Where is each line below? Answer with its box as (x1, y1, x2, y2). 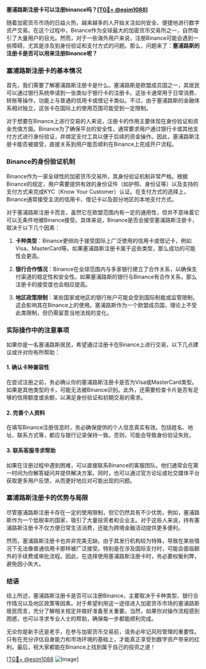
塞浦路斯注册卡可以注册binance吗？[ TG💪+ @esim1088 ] (6, 6, 148, 13)
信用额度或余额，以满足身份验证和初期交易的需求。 (17, 394, 146, 401)
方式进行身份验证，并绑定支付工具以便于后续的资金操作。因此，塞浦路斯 (11, 133, 194, 140)
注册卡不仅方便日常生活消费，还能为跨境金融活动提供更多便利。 (22, 524, 184, 531)
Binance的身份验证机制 (6, 158, 75, 166)
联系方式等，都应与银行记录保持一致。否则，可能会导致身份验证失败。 (17, 432, 194, 439)
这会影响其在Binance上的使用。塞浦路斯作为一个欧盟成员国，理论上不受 (15, 301, 197, 308)
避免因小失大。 (6, 560, 44, 567)
